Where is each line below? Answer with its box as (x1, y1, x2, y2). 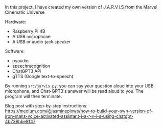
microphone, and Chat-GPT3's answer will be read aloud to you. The (5, 88, 144, 94)
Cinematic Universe (5, 9, 45, 15)
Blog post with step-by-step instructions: (5, 103, 88, 108)
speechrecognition (12, 63, 50, 69)
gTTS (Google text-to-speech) (12, 74, 73, 79)
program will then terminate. (5, 93, 62, 99)
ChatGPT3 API (12, 68, 42, 74)
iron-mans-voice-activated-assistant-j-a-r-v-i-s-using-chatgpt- (5, 113, 134, 119)
